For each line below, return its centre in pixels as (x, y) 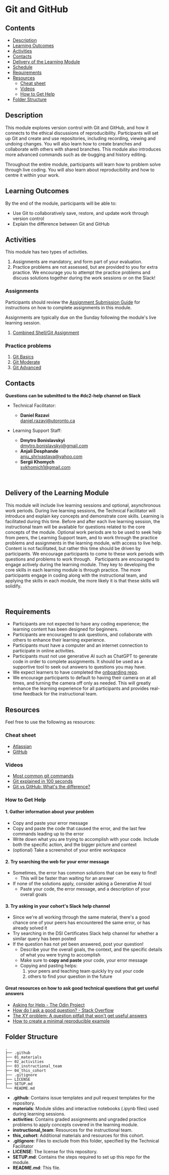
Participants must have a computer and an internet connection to (80, 645)
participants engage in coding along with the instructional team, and (76, 575)
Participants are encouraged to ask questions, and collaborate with (82, 635)
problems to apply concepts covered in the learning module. (75, 1125)
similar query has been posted (44, 939)
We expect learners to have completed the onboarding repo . (75, 672)
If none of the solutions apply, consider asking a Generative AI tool (82, 884)
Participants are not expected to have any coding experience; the (81, 624)
